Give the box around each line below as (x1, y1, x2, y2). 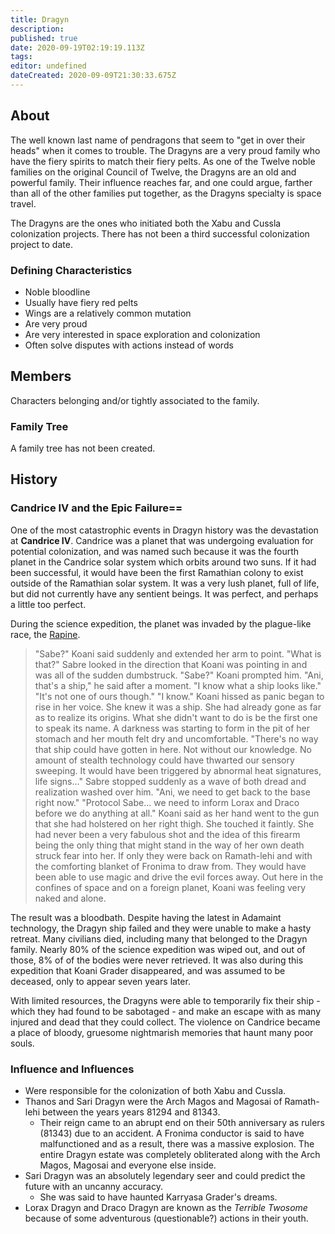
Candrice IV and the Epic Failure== (10, 501, 183, 515)
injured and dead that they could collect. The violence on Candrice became (10, 1016, 321, 1028)
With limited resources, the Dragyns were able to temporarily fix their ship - (10, 994, 321, 1006)
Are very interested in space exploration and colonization (24, 328, 261, 340)
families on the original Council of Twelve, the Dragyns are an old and (10, 166, 297, 178)
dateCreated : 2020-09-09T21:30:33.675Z (10, 71, 177, 81)
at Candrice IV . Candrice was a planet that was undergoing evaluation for (10, 534, 314, 546)
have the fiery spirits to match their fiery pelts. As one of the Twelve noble (10, 155, 316, 167)
